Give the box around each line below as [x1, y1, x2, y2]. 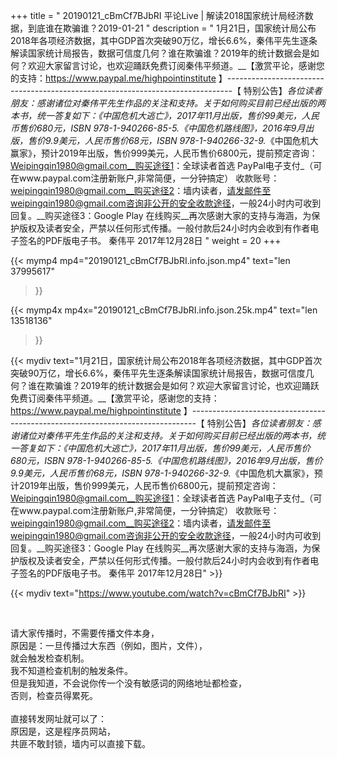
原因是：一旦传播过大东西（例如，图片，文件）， [10, 640, 208, 651]
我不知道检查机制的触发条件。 [10, 665, 133, 676]
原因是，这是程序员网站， [10, 725, 116, 737]
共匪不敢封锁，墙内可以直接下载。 [10, 738, 151, 749]
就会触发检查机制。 [10, 652, 90, 664]
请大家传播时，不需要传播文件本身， [10, 627, 160, 639]
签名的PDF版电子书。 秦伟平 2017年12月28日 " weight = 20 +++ [18, 235, 282, 246]
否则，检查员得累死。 [10, 690, 98, 701]
